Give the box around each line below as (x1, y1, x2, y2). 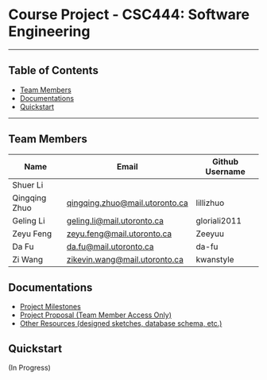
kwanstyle (195, 254, 234, 265)
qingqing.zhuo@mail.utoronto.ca (66, 197, 188, 208)
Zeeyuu (195, 228, 225, 239)
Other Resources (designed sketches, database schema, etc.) (19, 319, 222, 328)
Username (205, 165, 246, 176)
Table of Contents (8, 64, 99, 77)
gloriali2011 (195, 215, 242, 226)
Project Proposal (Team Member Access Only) (19, 310, 172, 320)
